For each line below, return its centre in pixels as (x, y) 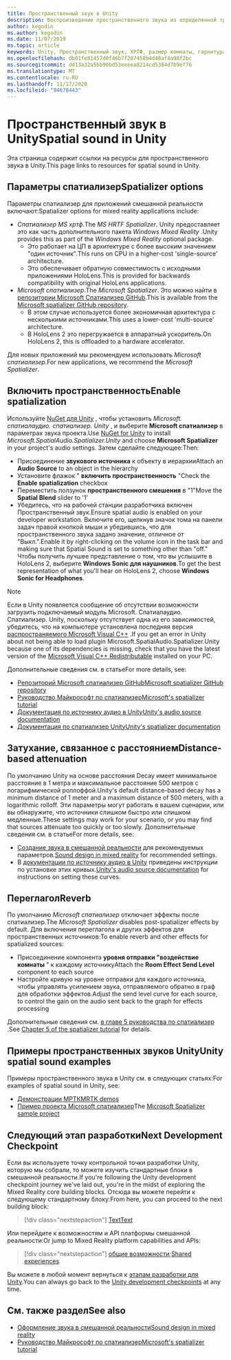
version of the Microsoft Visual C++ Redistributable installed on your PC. (110, 656)
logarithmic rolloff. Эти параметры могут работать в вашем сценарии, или (115, 805)
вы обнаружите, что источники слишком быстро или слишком (99, 812)
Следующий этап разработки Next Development (115, 1135)
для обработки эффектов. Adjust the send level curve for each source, (117, 994)
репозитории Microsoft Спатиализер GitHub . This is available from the (117, 297)
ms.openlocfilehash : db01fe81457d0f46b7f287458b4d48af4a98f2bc (100, 59)
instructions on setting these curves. (69, 877)
